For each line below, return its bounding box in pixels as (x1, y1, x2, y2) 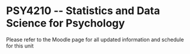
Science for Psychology (6, 16, 125, 30)
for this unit (6, 42, 34, 49)
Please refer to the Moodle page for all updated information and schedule (6, 36, 184, 43)
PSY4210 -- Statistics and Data (6, 4, 161, 18)
